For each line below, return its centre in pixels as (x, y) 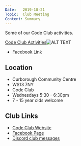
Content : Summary (23, 19)
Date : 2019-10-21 (25, 10)
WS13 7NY (23, 85)
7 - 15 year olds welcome (38, 100)
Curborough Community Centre (44, 79)
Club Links (22, 116)
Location (19, 67)
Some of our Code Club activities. (39, 33)
